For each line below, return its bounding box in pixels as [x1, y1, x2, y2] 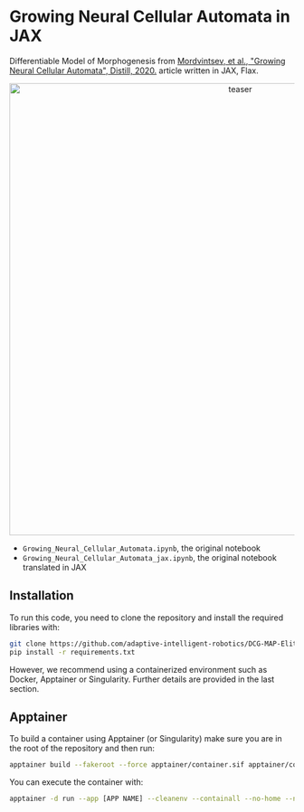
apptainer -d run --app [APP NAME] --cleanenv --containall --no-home [9, 794, 281, 804]
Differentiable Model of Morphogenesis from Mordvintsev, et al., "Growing [9, 55, 286, 66]
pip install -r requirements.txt [9, 647, 136, 656]
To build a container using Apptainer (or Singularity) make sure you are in [9, 733, 282, 744]
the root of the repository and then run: [9, 743, 156, 754]
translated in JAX [22, 562, 88, 572]
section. [9, 683, 40, 694]
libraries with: [9, 621, 61, 632]
